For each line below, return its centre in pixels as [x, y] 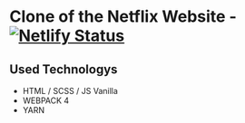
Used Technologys [64, 69]
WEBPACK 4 [46, 100]
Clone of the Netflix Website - [123, 17]
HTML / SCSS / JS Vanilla [70, 91]
